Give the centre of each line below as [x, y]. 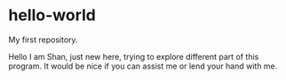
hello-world [52, 15]
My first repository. [43, 40]
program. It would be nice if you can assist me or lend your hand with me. [143, 66]
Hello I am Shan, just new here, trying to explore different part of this [134, 56]
